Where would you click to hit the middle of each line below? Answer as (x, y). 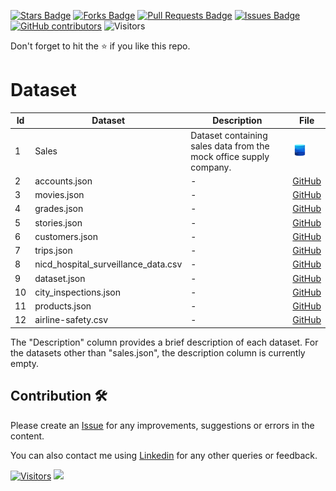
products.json (63, 306)
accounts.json (63, 181)
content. (27, 436)
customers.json (66, 236)
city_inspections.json (78, 292)
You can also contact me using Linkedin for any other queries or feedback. (164, 455)
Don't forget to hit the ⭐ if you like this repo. (100, 46)
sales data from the (230, 146)
